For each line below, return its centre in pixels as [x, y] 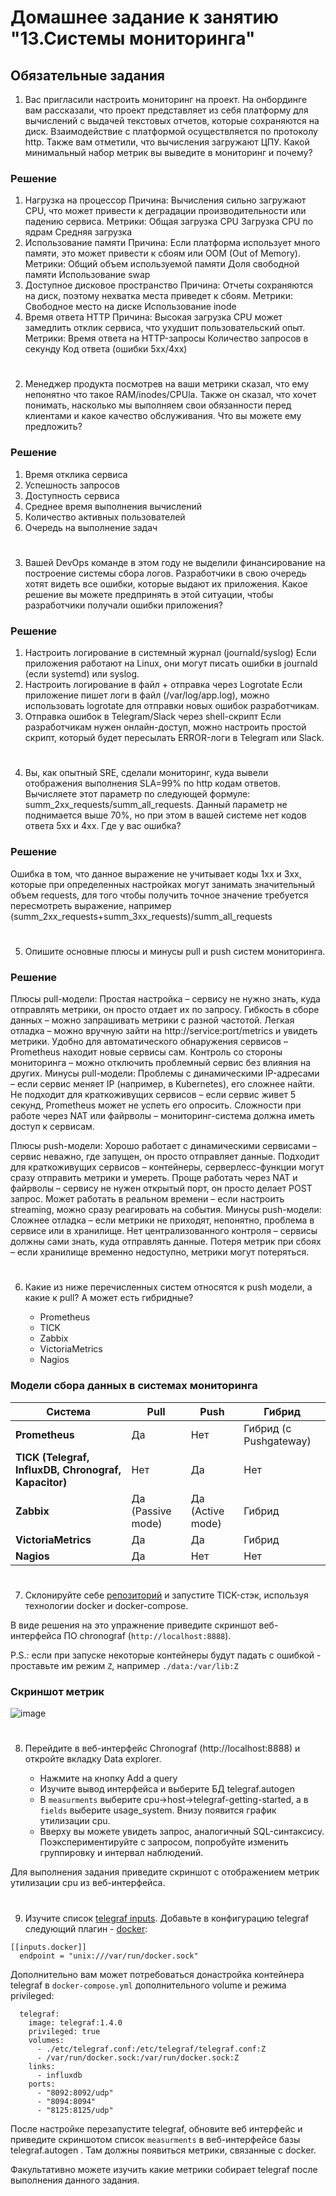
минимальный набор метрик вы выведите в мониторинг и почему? [168, 152]
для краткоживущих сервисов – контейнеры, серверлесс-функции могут [167, 1167]
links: [42, 2066]
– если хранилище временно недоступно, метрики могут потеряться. [160, 1252]
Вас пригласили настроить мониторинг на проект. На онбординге [166, 99]
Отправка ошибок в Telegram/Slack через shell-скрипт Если [153, 717]
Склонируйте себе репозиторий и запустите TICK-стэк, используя [166, 1595]
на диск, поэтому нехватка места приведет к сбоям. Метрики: [159, 296]
